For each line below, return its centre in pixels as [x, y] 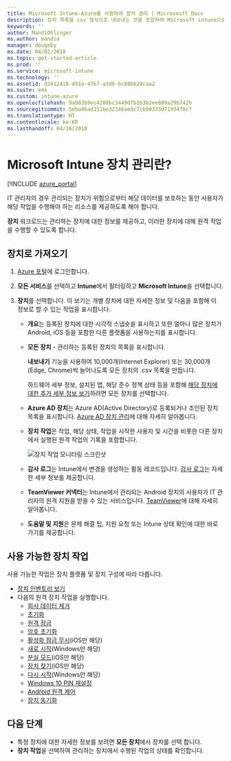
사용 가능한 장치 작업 [48, 556]
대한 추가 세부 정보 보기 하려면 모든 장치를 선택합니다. [98, 394]
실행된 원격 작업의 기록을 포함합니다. [89, 440]
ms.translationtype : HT [41, 115]
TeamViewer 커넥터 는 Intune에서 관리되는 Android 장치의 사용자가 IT [121, 492]
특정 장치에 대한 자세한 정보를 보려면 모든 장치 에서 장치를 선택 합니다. [110, 742]
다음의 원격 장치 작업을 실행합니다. [63, 597]
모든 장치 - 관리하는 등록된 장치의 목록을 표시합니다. [97, 347]
